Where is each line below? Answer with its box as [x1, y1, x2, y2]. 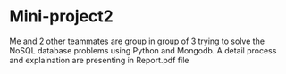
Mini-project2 [9, 6, 114, 27]
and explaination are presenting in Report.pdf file [9, 54, 189, 65]
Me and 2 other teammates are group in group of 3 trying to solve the [9, 36, 265, 46]
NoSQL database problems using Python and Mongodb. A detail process [9, 45, 277, 55]
